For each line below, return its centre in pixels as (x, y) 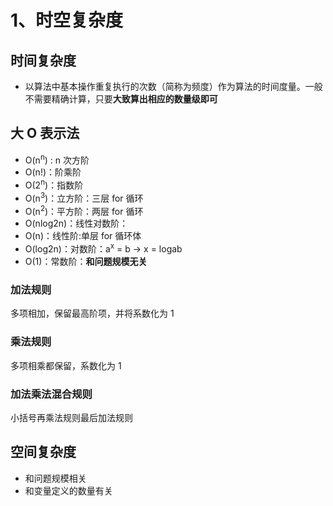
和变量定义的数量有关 (68, 490)
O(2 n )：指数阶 (54, 184)
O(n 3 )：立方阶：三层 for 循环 (84, 197)
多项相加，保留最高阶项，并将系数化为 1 (92, 313)
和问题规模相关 (55, 478)
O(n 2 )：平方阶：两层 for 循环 (84, 210)
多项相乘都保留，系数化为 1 (66, 365)
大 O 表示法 (45, 133)
